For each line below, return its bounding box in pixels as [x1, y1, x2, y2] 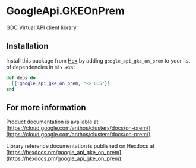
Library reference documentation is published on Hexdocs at [6, 142, 155, 150]
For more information [6, 102, 86, 113]
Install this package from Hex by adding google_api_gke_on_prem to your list [6, 57, 191, 64]
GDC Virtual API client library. [6, 24, 78, 31]
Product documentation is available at [6, 118, 99, 126]
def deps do [6, 74, 36, 81]
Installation [6, 41, 49, 51]
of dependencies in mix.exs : [6, 63, 75, 70]
